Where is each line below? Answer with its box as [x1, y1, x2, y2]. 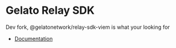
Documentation [14, 35, 53, 42]
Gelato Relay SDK [5, 4, 95, 17]
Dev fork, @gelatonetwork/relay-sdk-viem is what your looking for [5, 23, 170, 31]
